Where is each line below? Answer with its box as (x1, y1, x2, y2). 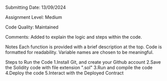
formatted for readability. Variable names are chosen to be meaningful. (5, 49, 154, 55)
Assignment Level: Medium (5, 14, 63, 20)
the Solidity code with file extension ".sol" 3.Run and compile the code (5, 65, 153, 70)
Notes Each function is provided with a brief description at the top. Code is (5, 44, 162, 50)
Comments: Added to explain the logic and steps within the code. (5, 34, 143, 40)
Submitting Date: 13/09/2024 (5, 5, 66, 10)
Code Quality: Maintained (5, 24, 59, 30)
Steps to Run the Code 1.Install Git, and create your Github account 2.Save (5, 59, 161, 65)
